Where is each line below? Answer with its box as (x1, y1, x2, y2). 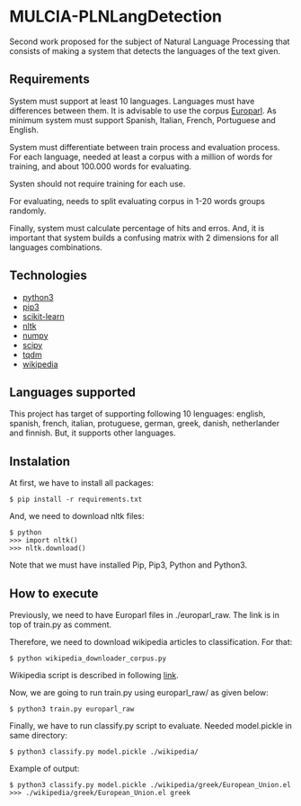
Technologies (9, 268, 88, 283)
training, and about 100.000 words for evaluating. (9, 160, 191, 172)
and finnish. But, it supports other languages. (9, 427, 177, 438)
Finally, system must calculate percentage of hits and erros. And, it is (9, 222, 265, 233)
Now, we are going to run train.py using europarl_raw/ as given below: (9, 687, 270, 698)
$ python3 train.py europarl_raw (9, 704, 135, 713)
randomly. (9, 205, 47, 216)
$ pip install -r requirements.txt (9, 495, 143, 505)
